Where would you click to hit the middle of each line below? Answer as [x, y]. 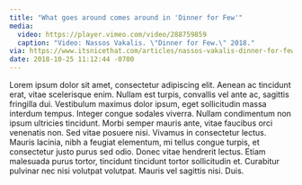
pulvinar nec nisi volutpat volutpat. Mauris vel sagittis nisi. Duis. [127, 171]
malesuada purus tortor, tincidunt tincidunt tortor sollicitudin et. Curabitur [145, 161]
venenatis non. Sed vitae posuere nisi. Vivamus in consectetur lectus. [138, 132]
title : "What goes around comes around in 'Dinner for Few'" [126, 18]
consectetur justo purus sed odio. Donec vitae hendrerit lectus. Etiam [138, 152]
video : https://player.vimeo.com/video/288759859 [112, 34]
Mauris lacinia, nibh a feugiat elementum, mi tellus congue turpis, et [134, 142]
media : [22, 26]
